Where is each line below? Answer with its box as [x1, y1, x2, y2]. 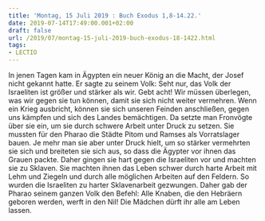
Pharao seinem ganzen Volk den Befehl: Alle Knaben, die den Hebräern [8, 188, 243, 198]
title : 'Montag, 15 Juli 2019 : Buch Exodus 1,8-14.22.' [8, 11, 202, 20]
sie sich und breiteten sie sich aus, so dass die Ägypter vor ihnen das [8, 146, 236, 156]
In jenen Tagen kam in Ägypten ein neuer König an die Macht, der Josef [8, 71, 244, 79]
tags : [8, 41, 26, 49]
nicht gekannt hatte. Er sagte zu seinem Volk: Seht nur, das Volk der [8, 79, 231, 88]
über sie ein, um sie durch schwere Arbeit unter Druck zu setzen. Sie [8, 121, 235, 130]
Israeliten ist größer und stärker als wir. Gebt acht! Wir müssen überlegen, [8, 87, 251, 96]
